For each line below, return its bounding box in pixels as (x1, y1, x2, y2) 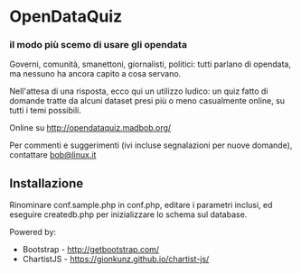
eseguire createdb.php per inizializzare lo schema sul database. (9, 209, 248, 220)
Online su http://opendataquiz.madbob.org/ (9, 123, 172, 133)
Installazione (9, 176, 84, 191)
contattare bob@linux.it (9, 150, 97, 160)
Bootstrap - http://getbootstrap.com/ (22, 244, 160, 255)
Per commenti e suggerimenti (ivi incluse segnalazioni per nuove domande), (9, 140, 293, 150)
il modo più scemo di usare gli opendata (9, 39, 188, 51)
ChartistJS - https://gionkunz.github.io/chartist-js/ (22, 254, 210, 265)
